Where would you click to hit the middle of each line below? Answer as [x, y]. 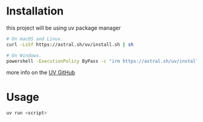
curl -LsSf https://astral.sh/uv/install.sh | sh [70, 44]
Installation [35, 11]
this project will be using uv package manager [63, 28]
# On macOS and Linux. [35, 39]
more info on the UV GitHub [41, 72]
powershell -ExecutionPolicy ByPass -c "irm [63, 61]
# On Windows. [24, 56]
